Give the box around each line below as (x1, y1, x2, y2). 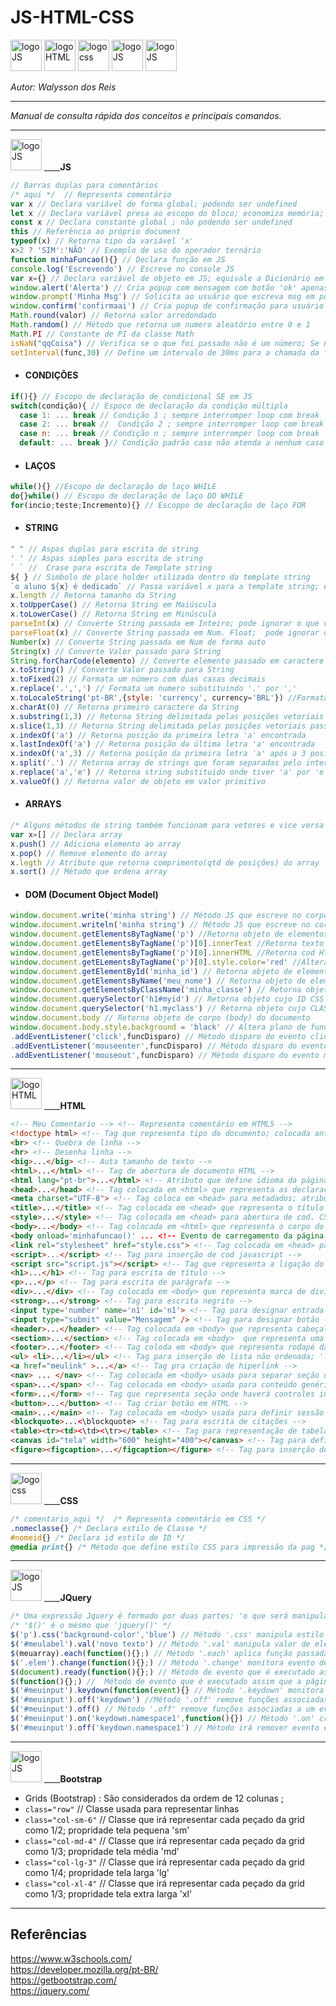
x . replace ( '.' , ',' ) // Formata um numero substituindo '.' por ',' (10, 684, 298, 694)
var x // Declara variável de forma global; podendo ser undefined (10, 199, 298, 209)
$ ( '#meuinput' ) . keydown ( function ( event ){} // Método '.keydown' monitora (10, 1686, 325, 1696)
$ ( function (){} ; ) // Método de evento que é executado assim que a (10, 1676, 302, 1686)
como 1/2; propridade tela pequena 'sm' (24, 1824, 190, 1836)
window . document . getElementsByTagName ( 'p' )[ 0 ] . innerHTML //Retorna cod (10, 947, 315, 958)
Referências (10, 1926, 88, 1943)
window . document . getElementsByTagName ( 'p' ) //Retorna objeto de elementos (10, 929, 329, 940)
